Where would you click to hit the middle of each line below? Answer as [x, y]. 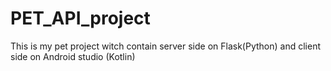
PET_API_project [80, 18]
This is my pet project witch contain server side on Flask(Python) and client [165, 46]
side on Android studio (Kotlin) [73, 56]
